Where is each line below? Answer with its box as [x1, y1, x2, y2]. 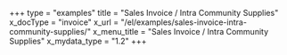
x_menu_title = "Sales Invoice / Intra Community [93, 27, 269, 36]
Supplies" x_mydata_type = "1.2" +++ [9, 35, 147, 46]
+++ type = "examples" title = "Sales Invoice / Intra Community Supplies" [9, 8, 279, 18]
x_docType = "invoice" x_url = [9, 17, 119, 27]
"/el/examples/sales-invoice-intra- [119, 17, 248, 27]
